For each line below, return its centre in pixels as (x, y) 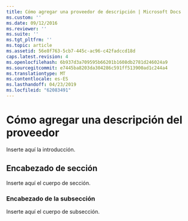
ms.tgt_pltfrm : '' (29, 40)
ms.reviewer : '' (26, 29)
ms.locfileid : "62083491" (38, 90)
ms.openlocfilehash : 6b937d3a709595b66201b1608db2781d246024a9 (87, 62)
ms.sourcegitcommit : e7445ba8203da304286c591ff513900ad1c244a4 (87, 68)
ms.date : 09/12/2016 (32, 23)
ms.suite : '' (23, 34)
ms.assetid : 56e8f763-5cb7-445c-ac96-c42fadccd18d (71, 51)
